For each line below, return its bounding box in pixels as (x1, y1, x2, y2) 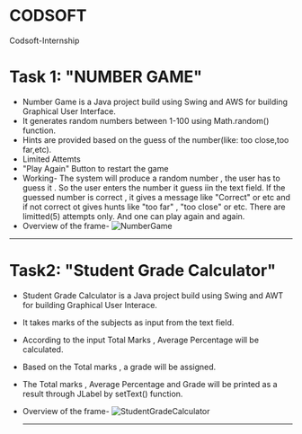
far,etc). (22, 144, 52, 155)
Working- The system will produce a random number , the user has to (22, 173, 280, 183)
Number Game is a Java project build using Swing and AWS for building (22, 96, 289, 107)
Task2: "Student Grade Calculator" (9, 261, 277, 281)
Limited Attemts (22, 154, 81, 164)
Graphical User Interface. (22, 105, 117, 117)
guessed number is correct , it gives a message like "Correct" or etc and (22, 191, 290, 202)
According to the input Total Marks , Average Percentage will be (22, 334, 259, 345)
